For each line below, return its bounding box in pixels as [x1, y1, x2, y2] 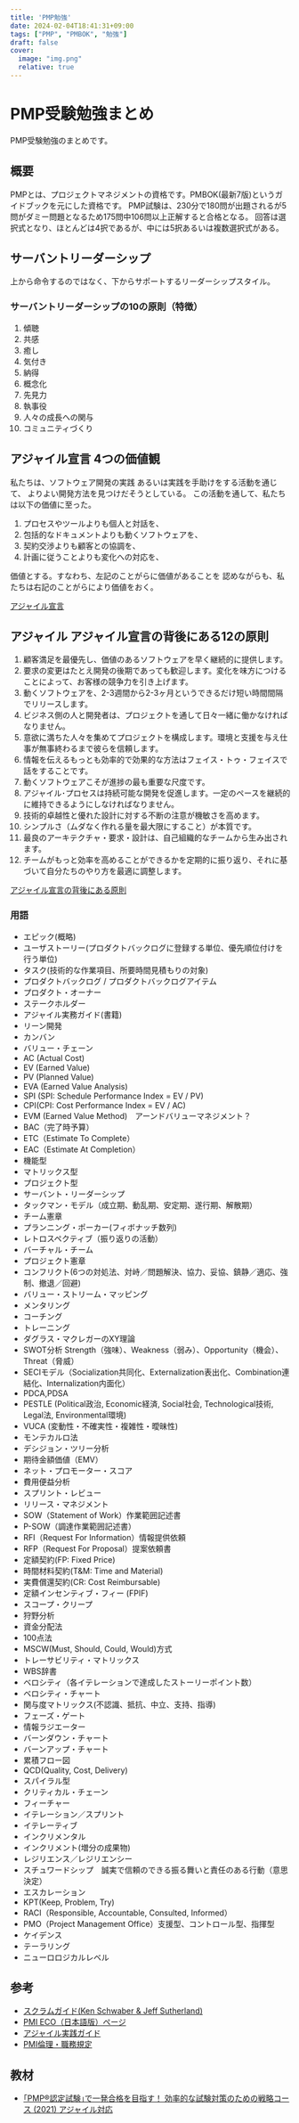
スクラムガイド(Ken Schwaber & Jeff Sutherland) [22, 2005, 204, 2016]
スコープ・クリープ [22, 1598, 93, 1609]
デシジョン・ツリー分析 [22, 1442, 109, 1453]
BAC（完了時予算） [22, 1122, 94, 1132]
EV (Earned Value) [22, 1062, 91, 1073]
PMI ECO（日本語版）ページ [22, 2017, 127, 2028]
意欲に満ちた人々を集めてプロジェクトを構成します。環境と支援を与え [22, 732, 280, 743]
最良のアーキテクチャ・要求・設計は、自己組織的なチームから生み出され [22, 832, 288, 843]
